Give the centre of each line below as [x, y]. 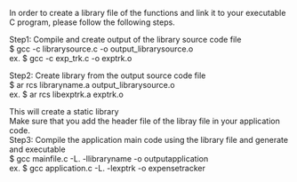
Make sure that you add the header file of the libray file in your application [144, 121]
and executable [37, 149]
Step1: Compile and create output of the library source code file [125, 40]
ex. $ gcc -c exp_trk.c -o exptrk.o [71, 58]
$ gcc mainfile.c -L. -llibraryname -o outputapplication [109, 158]
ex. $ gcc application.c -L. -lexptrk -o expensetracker [108, 168]
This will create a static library [64, 111]
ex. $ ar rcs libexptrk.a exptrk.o [67, 94]
